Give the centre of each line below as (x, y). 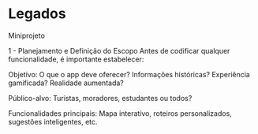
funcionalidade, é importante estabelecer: (76, 59)
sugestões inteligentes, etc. (53, 121)
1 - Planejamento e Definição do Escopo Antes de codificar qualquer (119, 50)
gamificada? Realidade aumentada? (66, 83)
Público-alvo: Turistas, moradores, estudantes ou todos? (100, 98)
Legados (37, 14)
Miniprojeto (27, 35)
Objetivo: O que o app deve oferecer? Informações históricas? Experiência (129, 74)
